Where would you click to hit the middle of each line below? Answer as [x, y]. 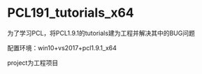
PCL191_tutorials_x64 [71, 13]
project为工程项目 [33, 62]
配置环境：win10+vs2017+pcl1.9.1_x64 [62, 47]
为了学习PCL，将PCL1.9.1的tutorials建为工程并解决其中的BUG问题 [101, 33]
